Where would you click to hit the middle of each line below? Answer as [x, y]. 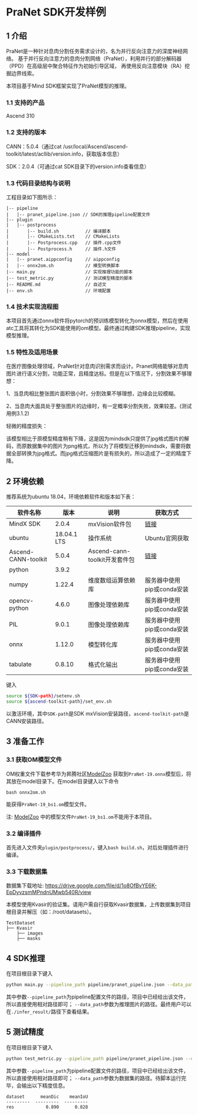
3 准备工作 [25, 741]
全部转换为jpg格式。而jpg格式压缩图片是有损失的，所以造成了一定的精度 [99, 454]
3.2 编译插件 [24, 833]
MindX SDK [25, 524]
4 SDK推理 [26, 958]
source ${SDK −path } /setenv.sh [43, 696]
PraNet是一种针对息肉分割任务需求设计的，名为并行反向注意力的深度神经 [95, 51]
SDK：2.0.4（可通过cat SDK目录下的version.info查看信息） [78, 166]
